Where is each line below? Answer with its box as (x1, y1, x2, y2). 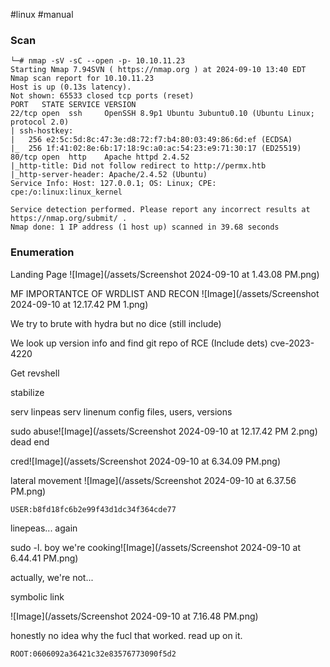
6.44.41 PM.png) (10, 552, 79, 564)
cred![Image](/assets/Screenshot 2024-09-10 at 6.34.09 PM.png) (10, 455, 282, 467)
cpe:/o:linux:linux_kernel (10, 187, 123, 198)
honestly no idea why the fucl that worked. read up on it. (10, 629, 243, 641)
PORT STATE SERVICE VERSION (10, 100, 137, 110)
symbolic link (10, 590, 65, 603)
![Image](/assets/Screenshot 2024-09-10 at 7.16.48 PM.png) (10, 610, 259, 622)
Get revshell (10, 367, 60, 379)
